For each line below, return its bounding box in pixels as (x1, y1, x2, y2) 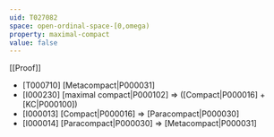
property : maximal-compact (9, 30, 110, 39)
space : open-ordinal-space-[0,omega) (9, 21, 150, 30)
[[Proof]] (9, 63, 42, 73)
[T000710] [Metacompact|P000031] (21, 80, 155, 90)
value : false (9, 38, 58, 47)
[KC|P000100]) (21, 99, 78, 110)
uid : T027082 (9, 13, 58, 22)
